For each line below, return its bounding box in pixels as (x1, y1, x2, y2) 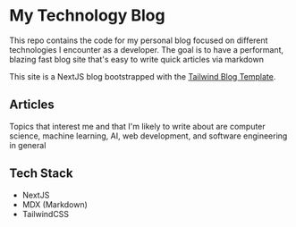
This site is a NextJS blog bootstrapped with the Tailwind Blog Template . (9, 71, 276, 81)
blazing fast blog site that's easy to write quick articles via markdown (9, 54, 264, 64)
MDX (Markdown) (21, 198, 88, 210)
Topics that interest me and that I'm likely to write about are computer (9, 121, 266, 131)
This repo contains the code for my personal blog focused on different (9, 35, 268, 46)
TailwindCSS (21, 208, 70, 219)
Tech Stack (9, 166, 73, 181)
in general (9, 139, 47, 150)
